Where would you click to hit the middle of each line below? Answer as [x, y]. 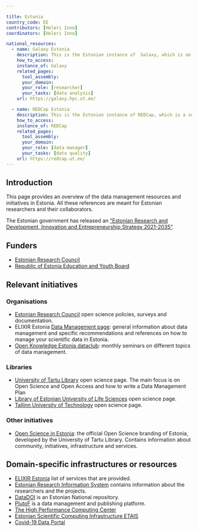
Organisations [27, 301]
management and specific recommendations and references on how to [101, 333]
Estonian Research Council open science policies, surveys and [90, 314]
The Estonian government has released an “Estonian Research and [87, 221]
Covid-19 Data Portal [40, 522]
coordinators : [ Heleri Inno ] [42, 33]
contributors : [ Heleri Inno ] [42, 28]
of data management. [41, 352]
